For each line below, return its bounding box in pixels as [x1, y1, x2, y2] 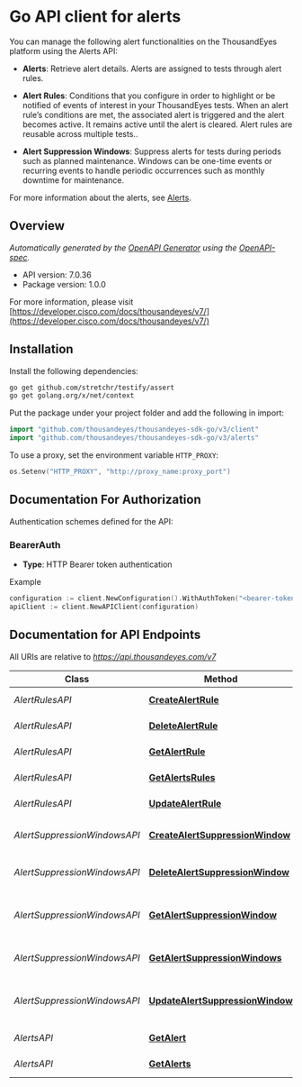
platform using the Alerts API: [9, 45, 119, 56]
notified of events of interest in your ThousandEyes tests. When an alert [22, 99, 289, 110]
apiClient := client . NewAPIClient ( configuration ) [9, 602, 200, 611]
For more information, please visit [9, 296, 134, 307]
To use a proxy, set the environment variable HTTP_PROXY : [9, 450, 218, 461]
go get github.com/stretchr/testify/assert [9, 383, 175, 392]
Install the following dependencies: [9, 365, 139, 376]
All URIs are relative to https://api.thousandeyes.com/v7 [9, 651, 217, 662]
